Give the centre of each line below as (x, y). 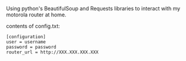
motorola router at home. (36, 15)
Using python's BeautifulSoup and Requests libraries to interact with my (93, 9)
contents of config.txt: (33, 26)
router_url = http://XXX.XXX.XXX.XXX (52, 52)
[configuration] (26, 37)
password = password (31, 47)
